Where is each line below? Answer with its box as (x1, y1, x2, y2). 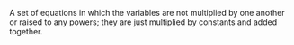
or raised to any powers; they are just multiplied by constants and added (9, 17, 277, 27)
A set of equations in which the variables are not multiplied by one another (9, 8, 285, 18)
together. (9, 26, 43, 36)
